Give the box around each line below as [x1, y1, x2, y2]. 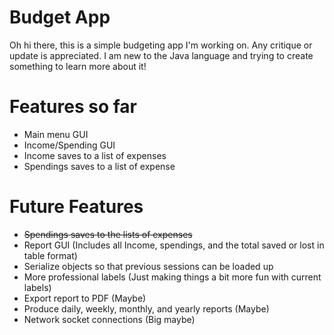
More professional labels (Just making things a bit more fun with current [23, 271, 322, 283]
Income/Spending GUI [23, 139, 116, 151]
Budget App [9, 6, 111, 29]
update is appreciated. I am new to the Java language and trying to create [9, 49, 314, 61]
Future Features [9, 196, 144, 218]
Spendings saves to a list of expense [23, 160, 176, 172]
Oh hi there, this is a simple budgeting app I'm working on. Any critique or [9, 39, 313, 51]
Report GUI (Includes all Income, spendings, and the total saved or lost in [23, 239, 325, 251]
